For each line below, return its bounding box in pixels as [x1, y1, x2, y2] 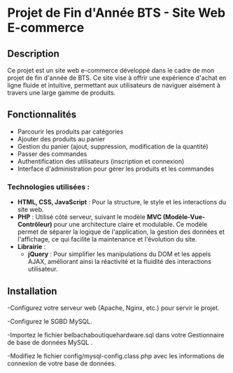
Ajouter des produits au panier [17, 134, 106, 143]
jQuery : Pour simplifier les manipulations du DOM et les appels [27, 250, 211, 258]
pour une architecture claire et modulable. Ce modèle [53, 220, 208, 229]
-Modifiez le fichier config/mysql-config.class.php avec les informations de [7, 351, 225, 360]
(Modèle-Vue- [162, 213, 206, 221]
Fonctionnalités [7, 108, 77, 120]
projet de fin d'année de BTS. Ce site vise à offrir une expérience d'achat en [7, 73, 227, 82]
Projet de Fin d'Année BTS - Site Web [7, 5, 226, 21]
